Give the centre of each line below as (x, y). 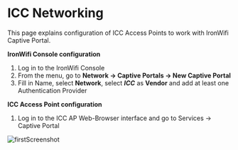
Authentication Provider (52, 90)
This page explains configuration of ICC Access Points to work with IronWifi (118, 33)
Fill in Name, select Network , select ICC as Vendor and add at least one (123, 82)
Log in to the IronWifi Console (61, 68)
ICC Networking (56, 13)
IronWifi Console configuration (54, 54)
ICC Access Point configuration (55, 104)
